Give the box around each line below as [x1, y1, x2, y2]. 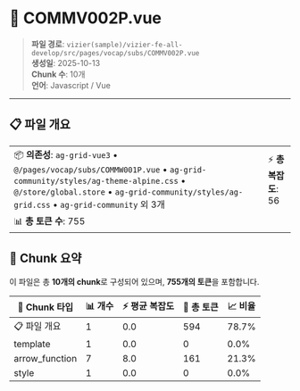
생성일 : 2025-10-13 [30, 57, 101, 68]
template [13, 337, 51, 350]
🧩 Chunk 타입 [17, 301, 74, 313]
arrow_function [13, 352, 78, 364]
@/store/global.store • [13, 185, 113, 197]
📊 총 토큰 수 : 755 [13, 214, 86, 227]
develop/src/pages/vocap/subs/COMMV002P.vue [30, 48, 200, 57]
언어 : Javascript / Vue [30, 79, 112, 90]
